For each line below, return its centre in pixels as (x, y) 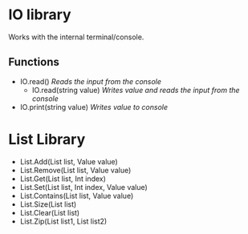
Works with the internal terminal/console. (76, 37)
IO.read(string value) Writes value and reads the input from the (136, 90)
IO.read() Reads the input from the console (91, 81)
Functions (34, 62)
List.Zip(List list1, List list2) (63, 221)
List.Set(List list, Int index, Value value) (84, 187)
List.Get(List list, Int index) (63, 179)
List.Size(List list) (48, 204)
